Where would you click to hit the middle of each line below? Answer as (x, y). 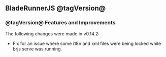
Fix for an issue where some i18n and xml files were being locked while (87, 43)
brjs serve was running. (37, 49)
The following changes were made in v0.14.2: (53, 34)
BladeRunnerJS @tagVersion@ (56, 8)
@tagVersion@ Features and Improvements (60, 23)
